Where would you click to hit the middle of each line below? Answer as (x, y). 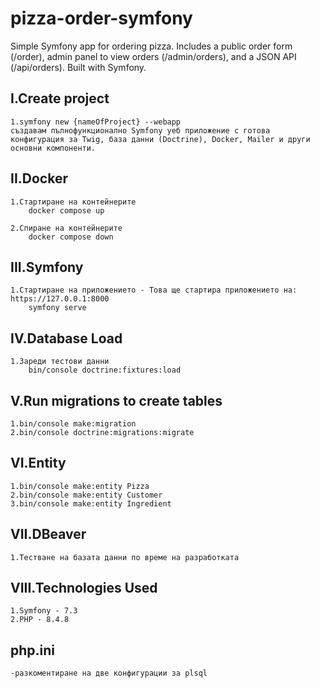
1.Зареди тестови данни (60, 362)
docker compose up (66, 210)
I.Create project (60, 98)
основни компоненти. (53, 148)
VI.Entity (38, 463)
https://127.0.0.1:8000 (60, 299)
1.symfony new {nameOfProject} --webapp (96, 122)
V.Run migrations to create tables (116, 400)
